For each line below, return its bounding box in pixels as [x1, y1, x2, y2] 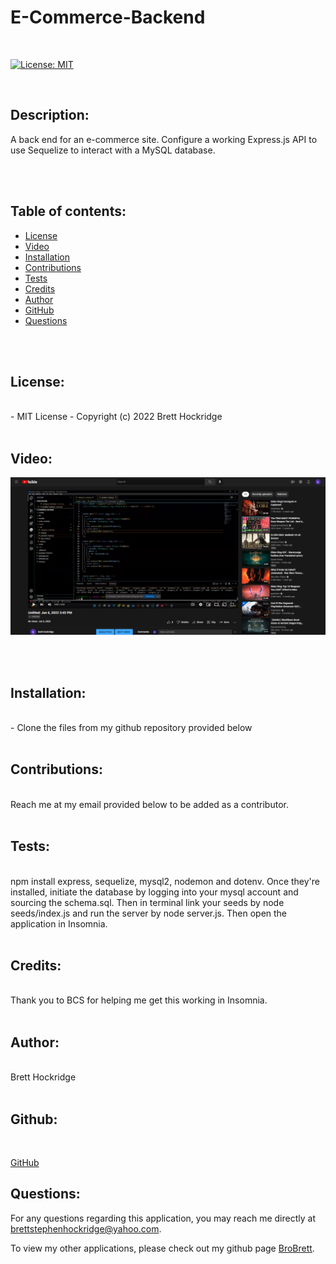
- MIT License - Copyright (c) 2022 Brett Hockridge [10, 411, 223, 423]
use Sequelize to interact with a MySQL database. [10, 144, 216, 156]
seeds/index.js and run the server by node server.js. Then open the [10, 907, 288, 919]
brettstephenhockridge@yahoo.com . [10, 1222, 162, 1235]
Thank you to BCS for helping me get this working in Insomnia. [10, 994, 268, 1006]
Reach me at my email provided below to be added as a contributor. [10, 798, 289, 810]
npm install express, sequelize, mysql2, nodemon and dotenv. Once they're [10, 875, 320, 887]
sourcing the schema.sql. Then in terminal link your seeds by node [10, 896, 285, 908]
